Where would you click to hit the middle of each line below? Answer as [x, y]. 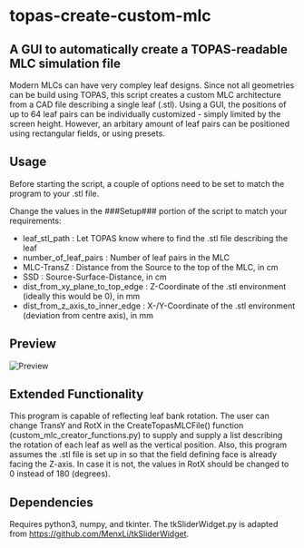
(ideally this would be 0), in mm [81, 296]
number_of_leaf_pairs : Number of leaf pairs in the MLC [126, 257]
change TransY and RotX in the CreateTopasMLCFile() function [127, 426]
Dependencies [51, 502]
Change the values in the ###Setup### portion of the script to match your [148, 210]
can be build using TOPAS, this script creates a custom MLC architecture [145, 95]
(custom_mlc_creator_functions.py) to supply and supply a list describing [146, 435]
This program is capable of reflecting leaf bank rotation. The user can [139, 416]
